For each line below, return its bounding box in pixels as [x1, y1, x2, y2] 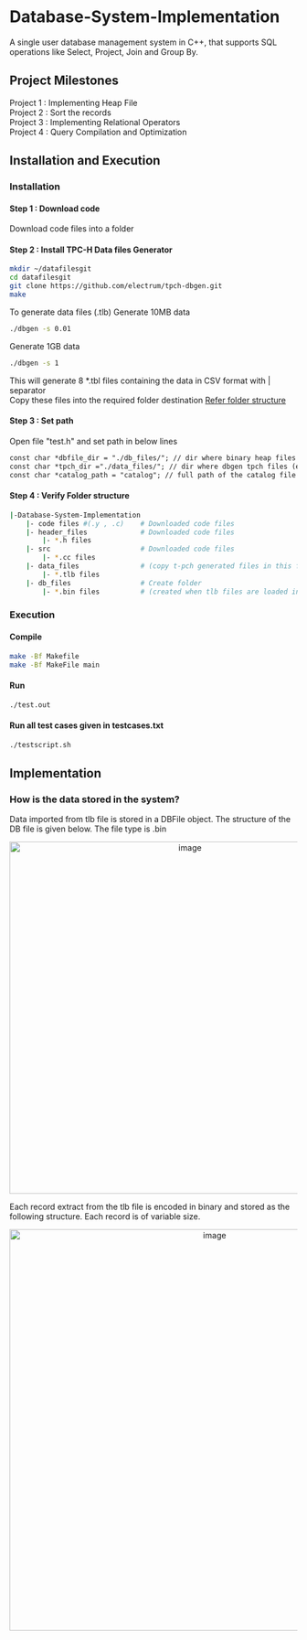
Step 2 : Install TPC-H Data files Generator [9, 244, 174, 255]
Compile [9, 631, 43, 642]
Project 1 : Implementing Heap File [9, 97, 138, 108]
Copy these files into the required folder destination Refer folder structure [9, 394, 286, 405]
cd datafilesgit [9, 273, 71, 283]
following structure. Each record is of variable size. [9, 1211, 201, 1222]
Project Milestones [9, 73, 119, 89]
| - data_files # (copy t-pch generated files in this [26, 562, 292, 571]
